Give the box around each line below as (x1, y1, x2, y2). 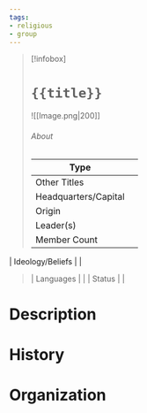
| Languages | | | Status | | (30, 273, 125, 284)
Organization (9, 386, 107, 405)
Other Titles (34, 176, 85, 188)
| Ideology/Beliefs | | (9, 256, 82, 266)
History (9, 344, 65, 364)
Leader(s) (34, 218, 77, 231)
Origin (34, 204, 62, 217)
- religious (9, 21, 53, 30)
